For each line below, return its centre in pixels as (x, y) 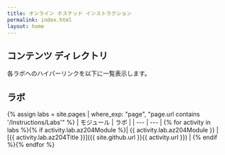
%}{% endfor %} (31, 144)
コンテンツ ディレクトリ (58, 56)
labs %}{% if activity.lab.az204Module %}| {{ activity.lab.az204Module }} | (113, 130)
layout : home (26, 26)
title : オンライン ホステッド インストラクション (70, 13)
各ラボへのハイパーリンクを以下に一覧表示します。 (79, 73)
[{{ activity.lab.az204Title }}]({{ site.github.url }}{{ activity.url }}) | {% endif (112, 137)
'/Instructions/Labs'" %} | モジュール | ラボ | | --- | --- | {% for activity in (109, 122)
